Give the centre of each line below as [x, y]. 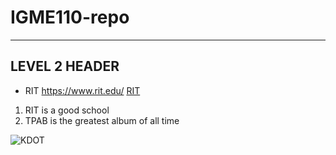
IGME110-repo [70, 17]
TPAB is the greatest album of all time [102, 120]
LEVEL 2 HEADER [65, 66]
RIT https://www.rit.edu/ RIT [82, 90]
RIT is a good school [67, 110]
